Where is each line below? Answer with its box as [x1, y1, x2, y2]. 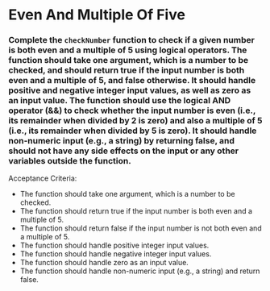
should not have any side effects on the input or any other [8, 145, 239, 156]
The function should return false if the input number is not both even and [19, 223, 262, 233]
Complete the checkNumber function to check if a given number [8, 35, 255, 46]
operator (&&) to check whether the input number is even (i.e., [8, 105, 256, 116]
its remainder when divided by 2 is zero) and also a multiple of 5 [8, 115, 263, 127]
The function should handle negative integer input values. [19, 249, 212, 259]
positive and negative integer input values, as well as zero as [8, 85, 251, 96]
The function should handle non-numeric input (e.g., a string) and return [19, 266, 260, 276]
